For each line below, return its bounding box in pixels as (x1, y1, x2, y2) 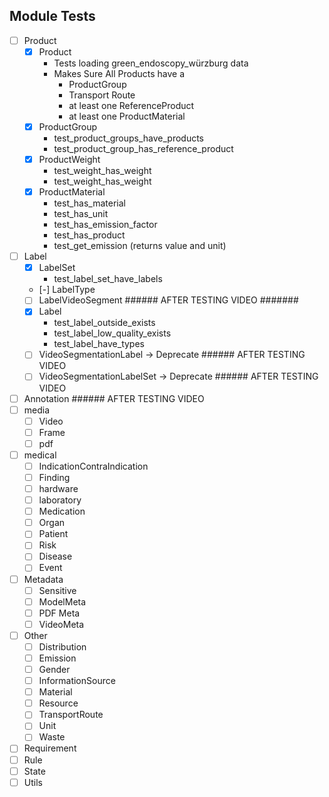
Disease (38, 550, 73, 563)
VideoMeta (38, 618, 85, 630)
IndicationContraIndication (38, 460, 149, 472)
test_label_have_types (53, 338, 145, 350)
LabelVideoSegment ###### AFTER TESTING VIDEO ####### (38, 294, 299, 306)
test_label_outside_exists (53, 317, 156, 329)
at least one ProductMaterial (68, 110, 186, 122)
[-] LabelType (38, 284, 96, 296)
